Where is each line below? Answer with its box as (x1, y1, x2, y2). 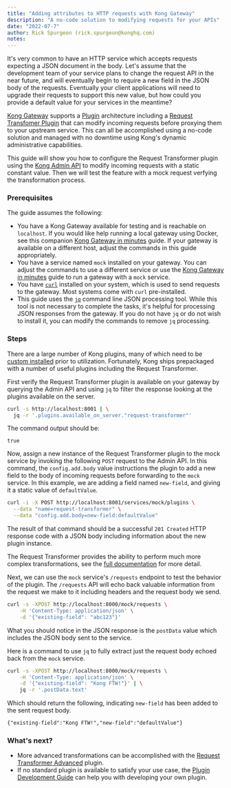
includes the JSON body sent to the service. (7, 633, 133, 642)
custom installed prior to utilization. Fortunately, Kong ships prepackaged (7, 357, 214, 365)
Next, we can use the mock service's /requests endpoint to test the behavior (7, 573, 221, 581)
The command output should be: (7, 424, 100, 433)
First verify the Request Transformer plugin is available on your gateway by (7, 377, 220, 385)
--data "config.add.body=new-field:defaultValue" (13, 513, 158, 519)
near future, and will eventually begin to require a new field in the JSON (7, 76, 210, 85)
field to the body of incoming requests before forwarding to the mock (7, 471, 201, 480)
